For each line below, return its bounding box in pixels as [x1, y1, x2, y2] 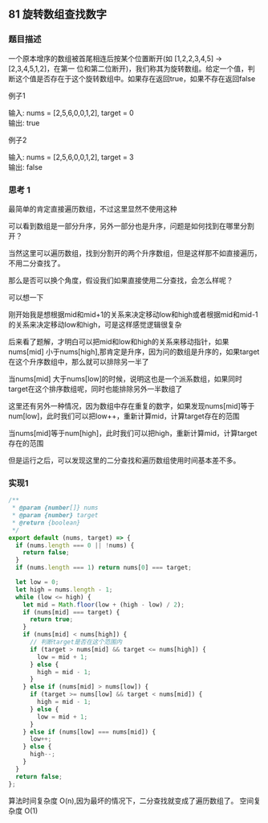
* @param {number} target [11, 512, 99, 520]
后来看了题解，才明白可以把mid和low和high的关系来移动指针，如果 [8, 336, 229, 346]
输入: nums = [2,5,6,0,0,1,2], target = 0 [8, 108, 134, 117]
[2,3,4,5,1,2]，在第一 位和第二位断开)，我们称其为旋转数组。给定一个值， [8, 64, 249, 73]
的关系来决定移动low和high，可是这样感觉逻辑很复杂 [8, 319, 182, 329]
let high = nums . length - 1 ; [15, 586, 113, 594]
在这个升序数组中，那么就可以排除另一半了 [8, 356, 149, 366]
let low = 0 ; [15, 578, 59, 586]
